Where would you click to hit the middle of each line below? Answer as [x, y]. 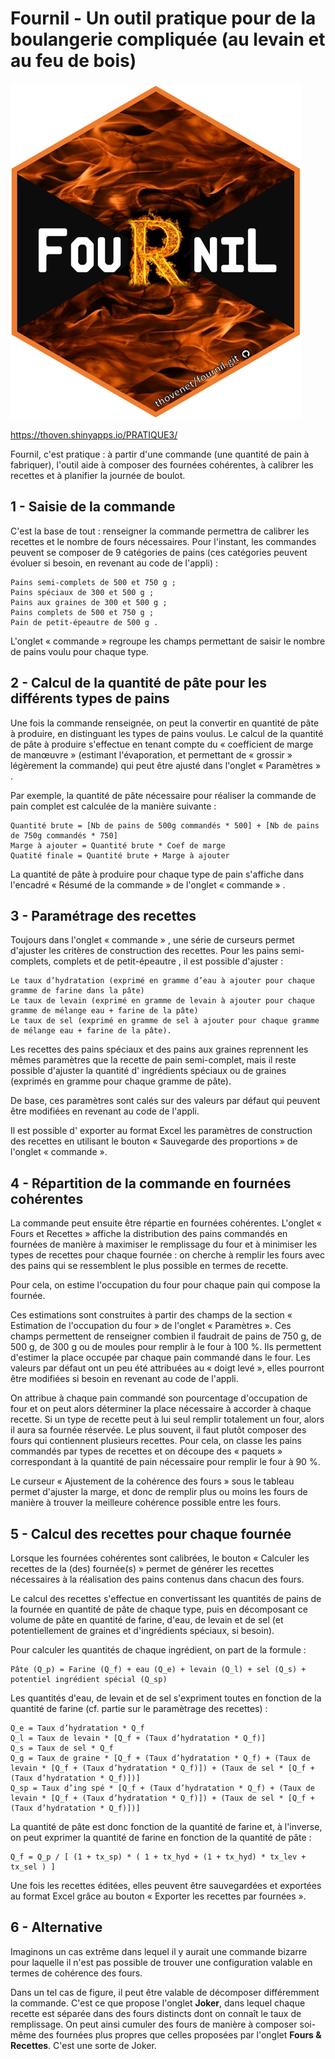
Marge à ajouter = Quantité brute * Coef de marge [118, 845]
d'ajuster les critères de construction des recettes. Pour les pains [144, 951]
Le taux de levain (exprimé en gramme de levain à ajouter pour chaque [162, 1001]
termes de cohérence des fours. [76, 1973]
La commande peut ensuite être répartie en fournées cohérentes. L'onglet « [166, 1223]
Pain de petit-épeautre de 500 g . [84, 622]
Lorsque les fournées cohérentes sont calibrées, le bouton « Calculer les [160, 1558]
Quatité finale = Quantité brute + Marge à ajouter [120, 855]
